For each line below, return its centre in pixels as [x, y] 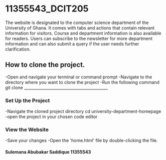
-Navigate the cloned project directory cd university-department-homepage [83, 111]
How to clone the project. [45, 65]
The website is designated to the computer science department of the [77, 22]
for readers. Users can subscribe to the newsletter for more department [79, 38]
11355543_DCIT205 [47, 9]
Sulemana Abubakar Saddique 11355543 [48, 152]
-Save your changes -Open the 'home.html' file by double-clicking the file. [82, 140]
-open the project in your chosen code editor [51, 117]
